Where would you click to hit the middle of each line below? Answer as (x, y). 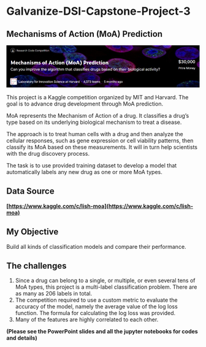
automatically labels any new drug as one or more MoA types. (84, 172)
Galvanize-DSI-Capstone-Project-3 (98, 11)
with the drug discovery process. (48, 154)
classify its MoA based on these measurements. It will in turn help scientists (102, 147)
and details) (22, 338)
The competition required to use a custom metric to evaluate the (96, 300)
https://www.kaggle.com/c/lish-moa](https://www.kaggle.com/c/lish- (101, 206)
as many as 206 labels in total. (54, 294)
